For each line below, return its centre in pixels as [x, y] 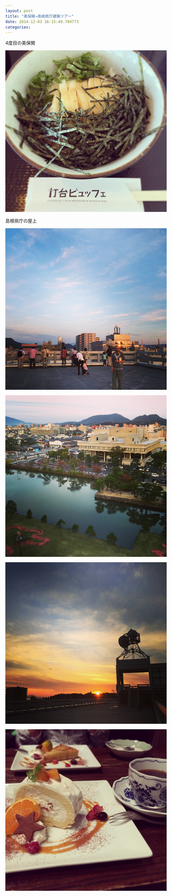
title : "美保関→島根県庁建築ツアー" [40, 16]
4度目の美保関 [20, 43]
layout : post [19, 11]
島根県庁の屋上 [21, 221]
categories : [18, 27]
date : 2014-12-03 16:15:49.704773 [42, 22]
